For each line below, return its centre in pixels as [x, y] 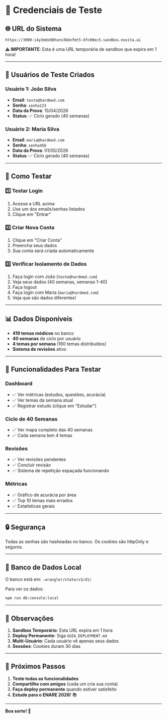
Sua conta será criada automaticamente [53, 251]
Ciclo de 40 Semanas [32, 419]
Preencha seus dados [35, 245]
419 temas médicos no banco [43, 333]
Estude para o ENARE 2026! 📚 [44, 695]
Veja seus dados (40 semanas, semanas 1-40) [60, 282]
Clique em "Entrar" [32, 214]
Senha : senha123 [29, 105]
